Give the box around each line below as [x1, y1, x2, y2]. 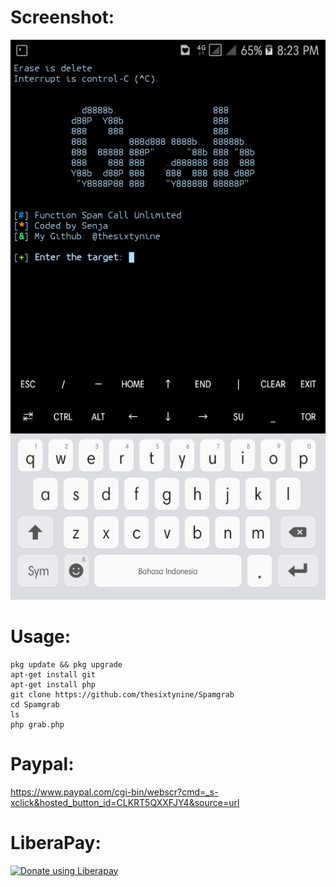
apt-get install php [10, 679, 97, 690]
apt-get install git [10, 669, 97, 680]
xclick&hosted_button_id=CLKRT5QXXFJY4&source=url [10, 796, 240, 808]
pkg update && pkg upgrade [10, 659, 123, 670]
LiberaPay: [10, 832, 102, 854]
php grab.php [10, 719, 65, 730]
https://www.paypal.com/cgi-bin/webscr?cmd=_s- [10, 786, 219, 798]
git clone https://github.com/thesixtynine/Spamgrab [10, 689, 235, 700]
